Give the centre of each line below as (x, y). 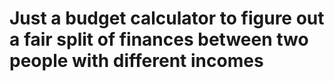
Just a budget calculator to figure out (167, 18)
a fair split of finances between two (159, 39)
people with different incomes (136, 61)
